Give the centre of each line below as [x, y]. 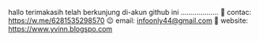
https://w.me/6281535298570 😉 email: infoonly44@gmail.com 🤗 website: [128, 20]
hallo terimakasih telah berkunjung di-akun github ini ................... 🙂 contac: [130, 12]
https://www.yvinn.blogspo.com [60, 29]
